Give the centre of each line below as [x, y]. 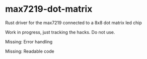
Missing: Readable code [30, 51]
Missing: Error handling [29, 42]
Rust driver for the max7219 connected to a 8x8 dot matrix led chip [73, 23]
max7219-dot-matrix [49, 9]
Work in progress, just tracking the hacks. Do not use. [60, 32]
